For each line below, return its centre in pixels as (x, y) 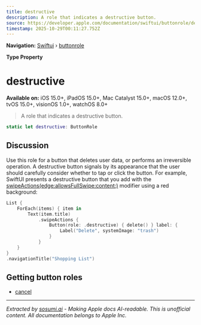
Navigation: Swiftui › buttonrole (45, 46)
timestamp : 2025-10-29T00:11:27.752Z (53, 28)
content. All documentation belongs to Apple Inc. (66, 315)
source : (16, 23)
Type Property (25, 57)
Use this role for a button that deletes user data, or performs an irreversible (99, 160)
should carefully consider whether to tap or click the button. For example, (97, 173)
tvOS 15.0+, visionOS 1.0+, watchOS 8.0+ (57, 104)
